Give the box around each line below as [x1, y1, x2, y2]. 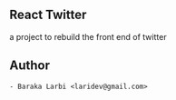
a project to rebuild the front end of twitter [9, 31, 167, 42]
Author [9, 58, 50, 74]
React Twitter [9, 7, 87, 23]
